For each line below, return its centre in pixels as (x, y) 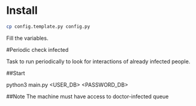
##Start (16, 73)
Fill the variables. (27, 38)
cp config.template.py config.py (48, 26)
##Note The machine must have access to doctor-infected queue (87, 96)
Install (22, 11)
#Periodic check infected (37, 49)
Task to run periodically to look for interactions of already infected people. (98, 61)
